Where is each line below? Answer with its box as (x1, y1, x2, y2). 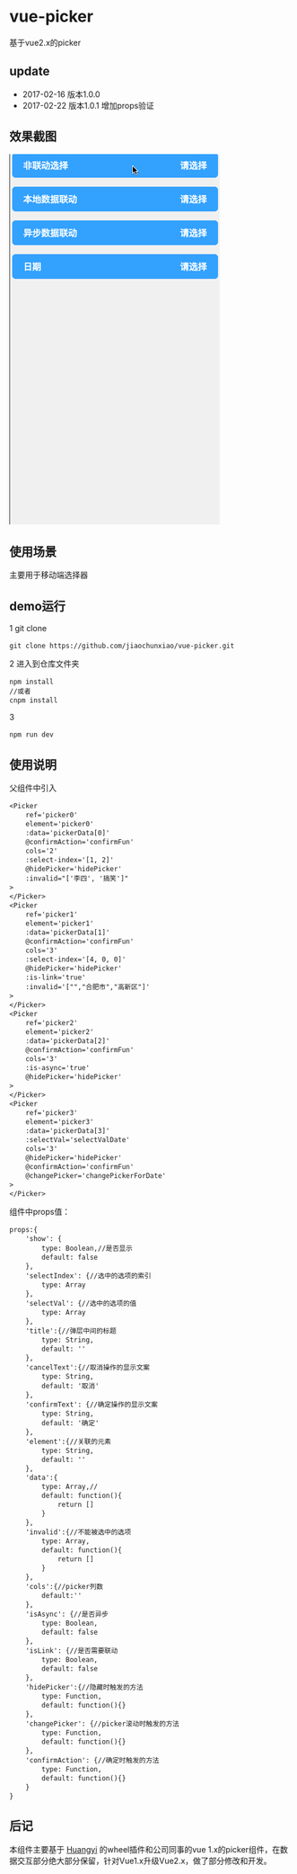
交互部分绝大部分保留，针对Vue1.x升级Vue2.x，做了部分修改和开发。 (16, 1855, 272, 1866)
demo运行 (9, 598, 66, 613)
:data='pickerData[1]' (25, 928, 110, 937)
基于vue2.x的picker (9, 37, 82, 48)
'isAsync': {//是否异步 (25, 1610, 109, 1619)
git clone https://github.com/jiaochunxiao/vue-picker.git (9, 641, 235, 651)
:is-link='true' (25, 973, 87, 982)
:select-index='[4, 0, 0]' (25, 955, 127, 964)
